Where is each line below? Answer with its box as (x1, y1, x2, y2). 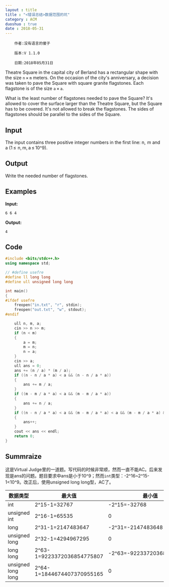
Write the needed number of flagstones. (5, 173, 88, 179)
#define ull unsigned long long (5, 279, 73, 284)
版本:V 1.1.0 (14, 51, 40, 56)
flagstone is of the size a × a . (5, 85, 64, 91)
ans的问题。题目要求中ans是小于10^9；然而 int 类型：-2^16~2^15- (14, 472, 150, 478)
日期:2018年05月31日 (14, 61, 54, 66)
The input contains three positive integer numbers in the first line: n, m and (5, 139, 160, 145)
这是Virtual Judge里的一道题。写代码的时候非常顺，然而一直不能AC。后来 (5, 466, 158, 472)
